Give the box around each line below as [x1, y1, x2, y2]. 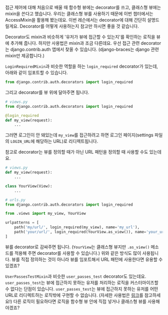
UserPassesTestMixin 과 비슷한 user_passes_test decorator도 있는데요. [5, 273, 146, 279]
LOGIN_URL [10, 139, 31, 144]
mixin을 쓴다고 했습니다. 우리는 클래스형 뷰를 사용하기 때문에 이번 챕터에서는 [5, 11, 153, 17]
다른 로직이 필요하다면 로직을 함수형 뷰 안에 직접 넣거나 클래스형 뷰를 [13, 298, 146, 304]
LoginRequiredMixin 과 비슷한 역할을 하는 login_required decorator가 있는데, [5, 63, 158, 69]
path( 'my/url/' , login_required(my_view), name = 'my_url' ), [14, 225, 140, 230]
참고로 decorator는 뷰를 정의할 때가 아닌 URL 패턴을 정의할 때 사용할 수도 [5, 149, 148, 155]
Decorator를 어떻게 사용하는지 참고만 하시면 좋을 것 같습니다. [19, 23, 139, 29]
